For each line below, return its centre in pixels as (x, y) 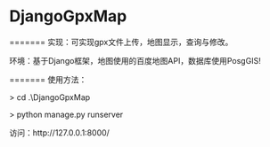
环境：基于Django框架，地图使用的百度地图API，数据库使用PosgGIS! (135, 60)
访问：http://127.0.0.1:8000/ (59, 132)
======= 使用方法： (48, 79)
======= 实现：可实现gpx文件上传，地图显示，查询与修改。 (121, 42)
